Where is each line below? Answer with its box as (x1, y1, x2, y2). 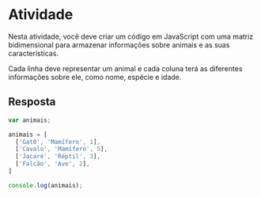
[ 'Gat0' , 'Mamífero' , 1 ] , (15, 138, 101, 146)
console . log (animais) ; (8, 181, 83, 189)
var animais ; (8, 116, 51, 124)
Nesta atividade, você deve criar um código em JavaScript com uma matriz (8, 32, 254, 41)
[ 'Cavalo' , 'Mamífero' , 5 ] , (15, 145, 108, 153)
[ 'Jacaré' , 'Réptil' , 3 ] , (15, 153, 101, 161)
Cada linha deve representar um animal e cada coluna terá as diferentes (8, 63, 243, 73)
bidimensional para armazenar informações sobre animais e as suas (8, 40, 230, 49)
